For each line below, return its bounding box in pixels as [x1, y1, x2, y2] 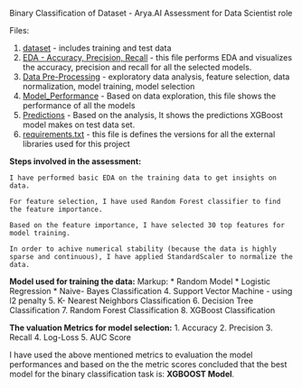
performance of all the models [22, 100, 136, 111]
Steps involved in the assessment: [9, 156, 142, 166]
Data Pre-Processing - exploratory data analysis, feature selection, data [22, 71, 290, 82]
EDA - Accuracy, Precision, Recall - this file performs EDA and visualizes [22, 52, 292, 62]
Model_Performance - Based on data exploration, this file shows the [22, 90, 277, 101]
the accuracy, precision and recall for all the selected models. [22, 62, 252, 72]
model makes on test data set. [22, 119, 136, 130]
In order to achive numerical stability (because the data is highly [9, 245, 278, 254]
